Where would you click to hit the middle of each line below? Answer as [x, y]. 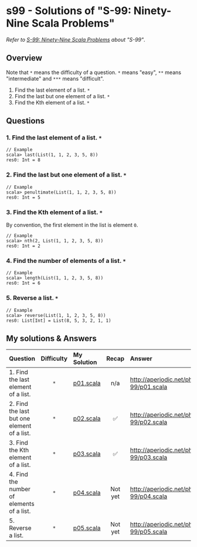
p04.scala [87, 493]
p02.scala [87, 419]
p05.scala [87, 528]
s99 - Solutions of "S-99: [69, 11]
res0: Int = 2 [23, 246]
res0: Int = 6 [23, 283]
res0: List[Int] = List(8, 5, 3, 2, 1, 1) [59, 321]
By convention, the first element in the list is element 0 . [72, 225]
